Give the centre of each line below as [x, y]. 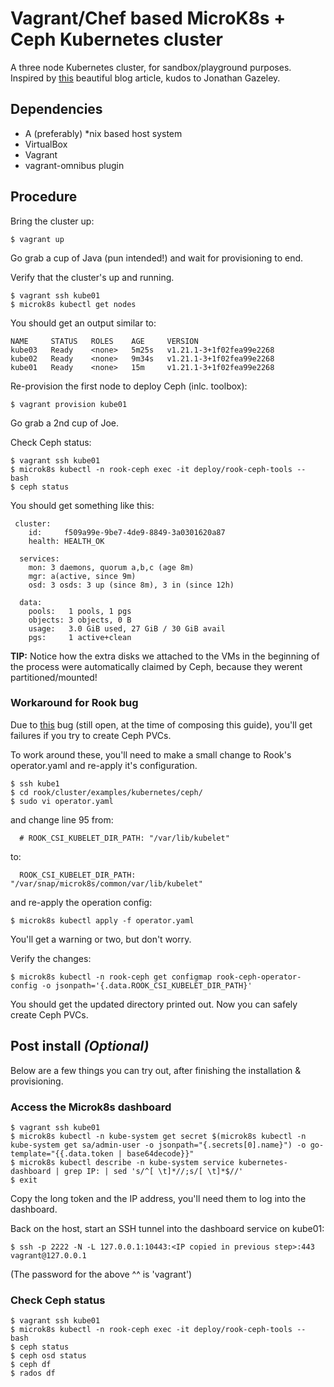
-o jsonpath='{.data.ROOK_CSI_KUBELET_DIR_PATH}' [147, 985]
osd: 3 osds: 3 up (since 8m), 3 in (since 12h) [131, 585]
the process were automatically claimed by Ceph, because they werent [156, 666]
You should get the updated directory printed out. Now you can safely [154, 1004]
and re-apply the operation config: [81, 902]
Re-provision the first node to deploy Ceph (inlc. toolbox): [129, 386]
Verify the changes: [51, 958]
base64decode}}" [160, 1153]
